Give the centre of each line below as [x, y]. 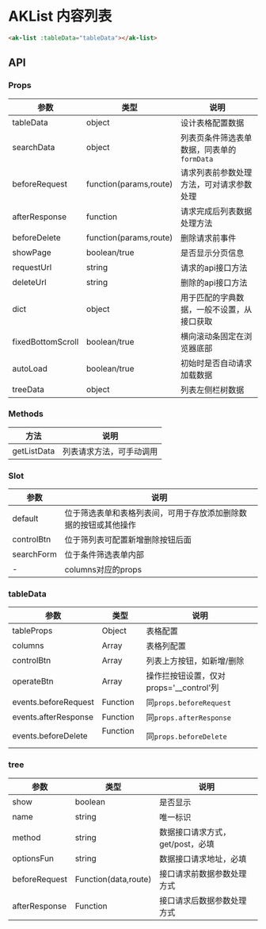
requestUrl [32, 267]
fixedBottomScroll [46, 341]
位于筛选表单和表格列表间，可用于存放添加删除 [152, 513]
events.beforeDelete [50, 736]
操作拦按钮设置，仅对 [186, 676]
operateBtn [33, 681]
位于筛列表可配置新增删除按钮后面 [128, 540]
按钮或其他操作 [108, 525]
